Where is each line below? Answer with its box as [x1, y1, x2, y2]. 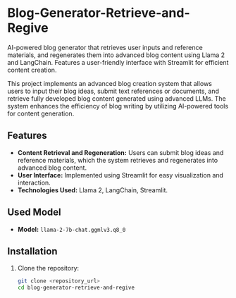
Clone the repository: [17, 264, 80, 273]
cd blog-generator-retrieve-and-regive [17, 284, 135, 292]
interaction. [17, 178, 51, 187]
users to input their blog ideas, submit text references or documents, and [7, 87, 220, 95]
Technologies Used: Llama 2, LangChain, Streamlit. [17, 185, 168, 194]
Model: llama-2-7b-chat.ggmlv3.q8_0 [17, 225, 126, 233]
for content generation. [7, 109, 75, 118]
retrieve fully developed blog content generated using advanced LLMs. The [7, 94, 227, 103]
